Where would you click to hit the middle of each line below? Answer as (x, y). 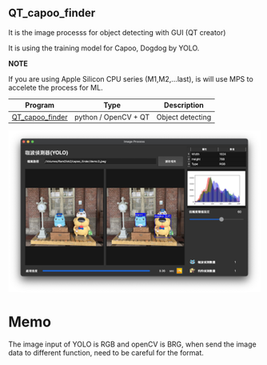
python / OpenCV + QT (112, 117)
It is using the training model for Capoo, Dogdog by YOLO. (104, 48)
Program (40, 105)
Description (183, 105)
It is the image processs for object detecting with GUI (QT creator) (117, 32)
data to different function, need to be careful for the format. (106, 353)
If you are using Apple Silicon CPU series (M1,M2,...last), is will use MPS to (131, 78)
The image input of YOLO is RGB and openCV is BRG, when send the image (133, 344)
